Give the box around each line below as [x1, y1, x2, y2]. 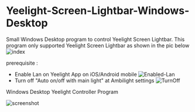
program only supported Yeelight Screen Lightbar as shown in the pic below [6, 42, 190, 49]
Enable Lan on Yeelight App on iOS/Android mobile [14, 71, 138, 78]
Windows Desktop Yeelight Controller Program [6, 88, 118, 95]
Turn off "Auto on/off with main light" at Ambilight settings [14, 77, 155, 84]
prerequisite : [6, 60, 38, 66]
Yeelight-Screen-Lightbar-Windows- [6, 4, 190, 17]
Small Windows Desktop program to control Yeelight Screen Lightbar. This [6, 36, 185, 43]
